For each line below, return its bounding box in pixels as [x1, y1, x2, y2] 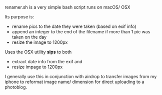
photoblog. [4, 84, 27, 90]
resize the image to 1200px [11, 39, 68, 45]
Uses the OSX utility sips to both [4, 49, 72, 55]
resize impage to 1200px [11, 64, 63, 70]
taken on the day [11, 34, 47, 40]
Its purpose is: [4, 14, 34, 19]
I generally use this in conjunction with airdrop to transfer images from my [4, 74, 157, 79]
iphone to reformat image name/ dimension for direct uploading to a [4, 79, 144, 85]
